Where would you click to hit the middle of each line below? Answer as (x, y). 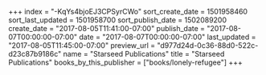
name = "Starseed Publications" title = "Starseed (144, 54)
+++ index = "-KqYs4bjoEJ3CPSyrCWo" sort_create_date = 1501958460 (128, 12)
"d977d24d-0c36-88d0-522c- (207, 45)
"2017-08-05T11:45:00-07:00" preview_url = (82, 45)
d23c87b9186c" (35, 54)
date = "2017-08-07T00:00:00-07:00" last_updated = (168, 37)
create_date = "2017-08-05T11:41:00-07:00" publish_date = (107, 28)
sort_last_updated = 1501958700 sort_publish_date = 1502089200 (118, 20)
